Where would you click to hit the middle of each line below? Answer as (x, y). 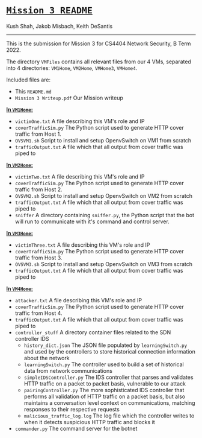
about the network (47, 358)
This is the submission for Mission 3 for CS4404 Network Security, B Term (99, 43)
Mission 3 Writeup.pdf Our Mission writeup (69, 98)
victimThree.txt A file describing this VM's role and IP (82, 245)
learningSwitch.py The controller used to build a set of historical (104, 364)
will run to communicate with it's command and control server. (92, 221)
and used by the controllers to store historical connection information (109, 351)
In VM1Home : (20, 109)
